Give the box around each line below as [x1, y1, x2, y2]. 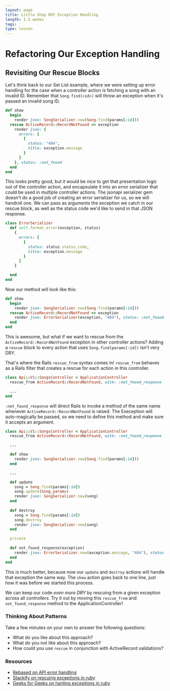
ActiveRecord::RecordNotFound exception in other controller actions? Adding [5, 339, 163, 345]
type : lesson [5, 26, 33, 32]
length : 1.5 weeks [5, 17, 44, 22]
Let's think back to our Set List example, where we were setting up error [5, 82, 156, 88]
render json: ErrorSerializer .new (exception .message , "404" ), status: [14, 550, 166, 555]
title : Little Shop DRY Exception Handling [5, 12, 99, 17]
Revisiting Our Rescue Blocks [5, 68, 100, 77]
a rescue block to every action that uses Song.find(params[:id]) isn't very [5, 344, 160, 351]
